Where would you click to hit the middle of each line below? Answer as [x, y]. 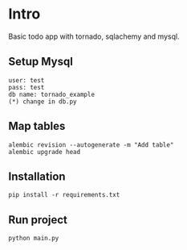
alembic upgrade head [45, 152]
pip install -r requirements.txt [64, 195]
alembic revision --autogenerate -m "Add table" [91, 145]
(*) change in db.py [43, 102]
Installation [37, 176]
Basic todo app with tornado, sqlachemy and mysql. [94, 36]
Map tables [37, 126]
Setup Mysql [41, 62]
